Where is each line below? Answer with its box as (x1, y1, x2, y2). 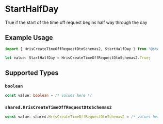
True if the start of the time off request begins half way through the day (5, 19, 147, 25)
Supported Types (5, 69, 59, 77)
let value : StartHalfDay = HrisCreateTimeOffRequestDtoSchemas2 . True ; (5, 55, 151, 60)
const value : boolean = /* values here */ (5, 93, 92, 98)
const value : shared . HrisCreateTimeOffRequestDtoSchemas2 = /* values (5, 114, 151, 120)
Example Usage (5, 34, 53, 42)
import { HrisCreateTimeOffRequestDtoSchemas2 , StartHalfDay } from (5, 46, 147, 52)
